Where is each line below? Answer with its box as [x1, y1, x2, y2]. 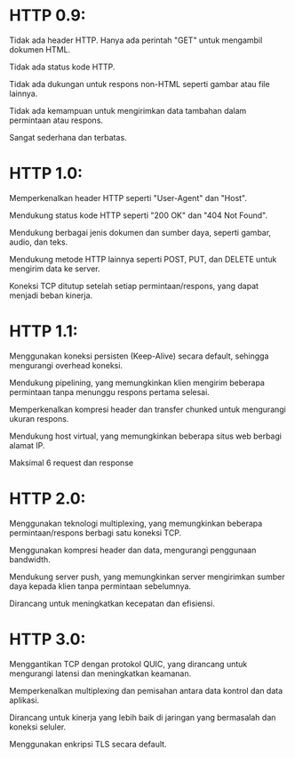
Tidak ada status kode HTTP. [9, 61, 116, 72]
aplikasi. [9, 695, 40, 706]
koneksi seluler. [9, 722, 67, 732]
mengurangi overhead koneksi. [9, 359, 123, 370]
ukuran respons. [9, 413, 69, 423]
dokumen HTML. [9, 44, 71, 54]
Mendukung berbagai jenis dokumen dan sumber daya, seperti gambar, [9, 227, 272, 238]
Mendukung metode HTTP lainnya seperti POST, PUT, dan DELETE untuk [9, 254, 277, 264]
